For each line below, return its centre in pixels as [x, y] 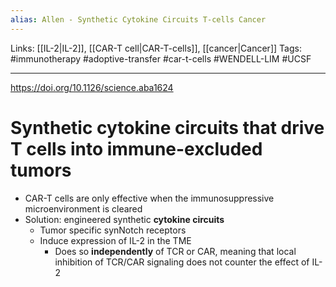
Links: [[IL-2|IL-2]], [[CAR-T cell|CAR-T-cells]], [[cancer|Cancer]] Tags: [156, 48]
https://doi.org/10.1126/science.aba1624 [92, 87]
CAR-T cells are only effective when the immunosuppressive [149, 198]
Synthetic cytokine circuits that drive [167, 127]
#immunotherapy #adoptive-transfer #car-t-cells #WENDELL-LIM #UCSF [161, 58]
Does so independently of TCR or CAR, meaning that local [175, 251]
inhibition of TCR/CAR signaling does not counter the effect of [182, 262]
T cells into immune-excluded [136, 148]
